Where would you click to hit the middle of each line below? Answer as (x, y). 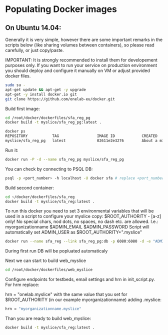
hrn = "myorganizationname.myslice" (43, 309)
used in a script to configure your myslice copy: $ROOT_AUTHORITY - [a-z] (83, 216)
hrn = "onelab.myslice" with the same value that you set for (66, 294)
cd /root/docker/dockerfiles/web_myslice (49, 270)
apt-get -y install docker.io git (41, 94)
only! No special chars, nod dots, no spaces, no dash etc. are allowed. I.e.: (82, 221)
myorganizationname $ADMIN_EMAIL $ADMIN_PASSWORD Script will (77, 227)
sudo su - (15, 85)
